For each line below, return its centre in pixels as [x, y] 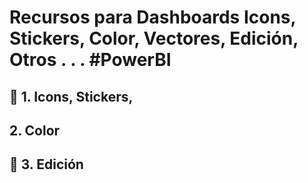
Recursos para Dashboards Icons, [153, 17]
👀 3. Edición [46, 164]
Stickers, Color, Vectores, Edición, [154, 38]
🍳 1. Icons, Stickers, [71, 96]
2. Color [35, 130]
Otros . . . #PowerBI [90, 60]
